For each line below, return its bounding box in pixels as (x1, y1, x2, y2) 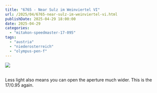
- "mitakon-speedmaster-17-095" (9, 30, 76, 35)
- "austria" (9, 40, 34, 45)
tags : (5, 35, 16, 40)
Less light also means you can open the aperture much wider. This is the (5, 77, 153, 83)
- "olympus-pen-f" (9, 48, 48, 53)
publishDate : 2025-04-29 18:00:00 (5, 16, 76, 21)
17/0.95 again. (5, 82, 34, 88)
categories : (5, 26, 30, 31)
